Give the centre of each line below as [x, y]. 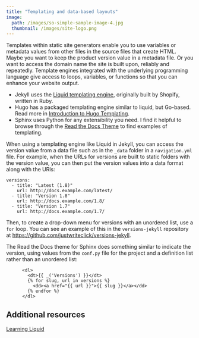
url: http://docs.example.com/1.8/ [61, 201]
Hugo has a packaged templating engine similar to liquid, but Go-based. [103, 107]
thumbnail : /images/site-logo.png [54, 28]
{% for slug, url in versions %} [69, 281]
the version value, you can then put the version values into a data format [95, 163]
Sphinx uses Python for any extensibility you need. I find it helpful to [98, 120]
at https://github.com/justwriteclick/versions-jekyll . [69, 235]
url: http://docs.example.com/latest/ [65, 191]
